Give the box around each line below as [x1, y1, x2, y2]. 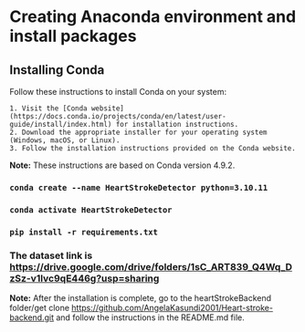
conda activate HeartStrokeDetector [9, 204, 173, 215]
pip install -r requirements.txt [9, 226, 158, 237]
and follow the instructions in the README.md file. [56, 312, 245, 323]
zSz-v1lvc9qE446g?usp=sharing [9, 272, 160, 285]
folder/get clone [9, 303, 70, 314]
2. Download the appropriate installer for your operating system [9, 128, 268, 137]
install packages [9, 26, 137, 47]
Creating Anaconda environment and [9, 6, 297, 27]
